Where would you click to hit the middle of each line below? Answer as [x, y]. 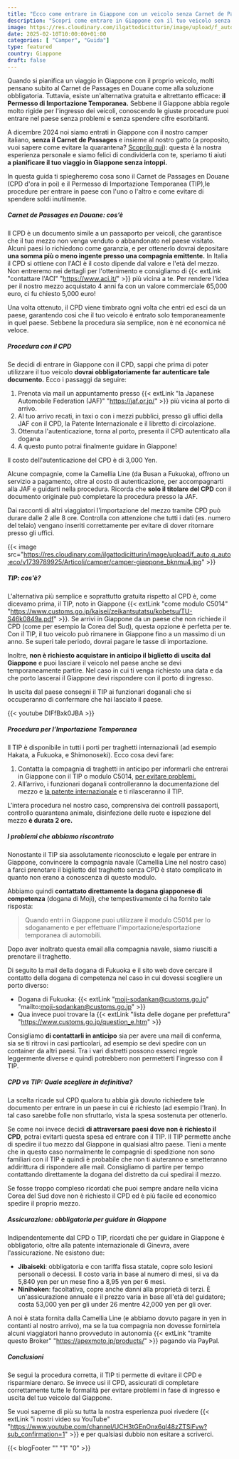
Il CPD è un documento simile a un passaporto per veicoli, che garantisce [115, 233]
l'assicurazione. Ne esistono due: [56, 1253]
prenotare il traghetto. [39, 956]
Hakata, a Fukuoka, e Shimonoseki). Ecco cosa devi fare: [91, 754]
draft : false [27, 60]
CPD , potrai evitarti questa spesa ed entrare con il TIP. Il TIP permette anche [119, 1137]
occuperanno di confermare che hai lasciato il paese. [85, 699]
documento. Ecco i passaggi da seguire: [67, 379]
